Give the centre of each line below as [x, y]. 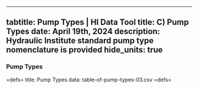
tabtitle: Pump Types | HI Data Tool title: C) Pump [98, 22]
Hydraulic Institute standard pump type [80, 41]
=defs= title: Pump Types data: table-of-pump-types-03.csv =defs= [89, 80]
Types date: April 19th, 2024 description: [83, 32]
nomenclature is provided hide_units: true [85, 50]
